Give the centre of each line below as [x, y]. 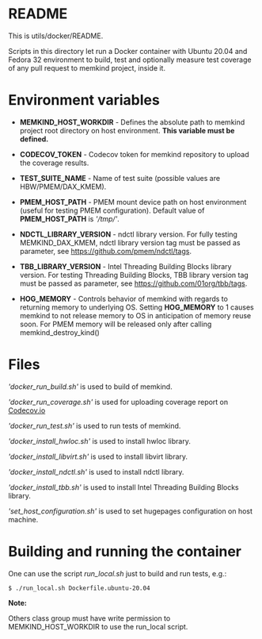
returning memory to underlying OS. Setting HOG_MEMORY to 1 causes [137, 307]
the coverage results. [54, 163]
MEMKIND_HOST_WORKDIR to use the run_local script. [98, 626]
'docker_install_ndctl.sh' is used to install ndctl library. [96, 472]
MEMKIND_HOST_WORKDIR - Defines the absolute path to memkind [132, 122]
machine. [23, 519]
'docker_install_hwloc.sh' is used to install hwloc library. [100, 441]
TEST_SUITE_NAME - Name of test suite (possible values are [120, 178]
